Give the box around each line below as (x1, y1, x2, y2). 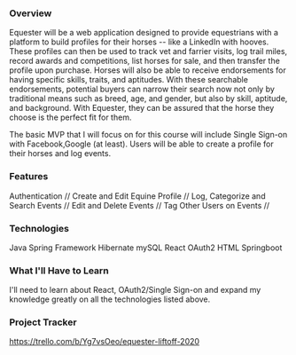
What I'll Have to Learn (9, 264, 109, 277)
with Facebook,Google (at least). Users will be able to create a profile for (9, 138, 274, 149)
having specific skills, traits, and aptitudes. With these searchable (9, 75, 248, 85)
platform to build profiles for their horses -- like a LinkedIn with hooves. (9, 36, 269, 47)
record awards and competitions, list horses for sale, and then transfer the (9, 56, 281, 67)
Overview (9, 7, 52, 20)
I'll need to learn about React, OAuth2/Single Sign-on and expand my (9, 285, 261, 296)
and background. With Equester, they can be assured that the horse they (9, 103, 275, 114)
